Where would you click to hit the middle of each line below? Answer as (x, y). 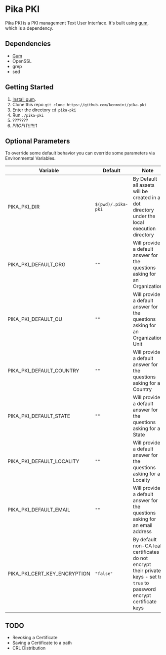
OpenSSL (22, 61)
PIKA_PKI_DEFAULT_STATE (39, 416)
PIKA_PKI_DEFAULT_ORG (37, 265)
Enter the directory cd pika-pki (44, 110)
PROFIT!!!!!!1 (25, 126)
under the (144, 216)
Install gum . (24, 99)
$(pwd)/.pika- (112, 204)
